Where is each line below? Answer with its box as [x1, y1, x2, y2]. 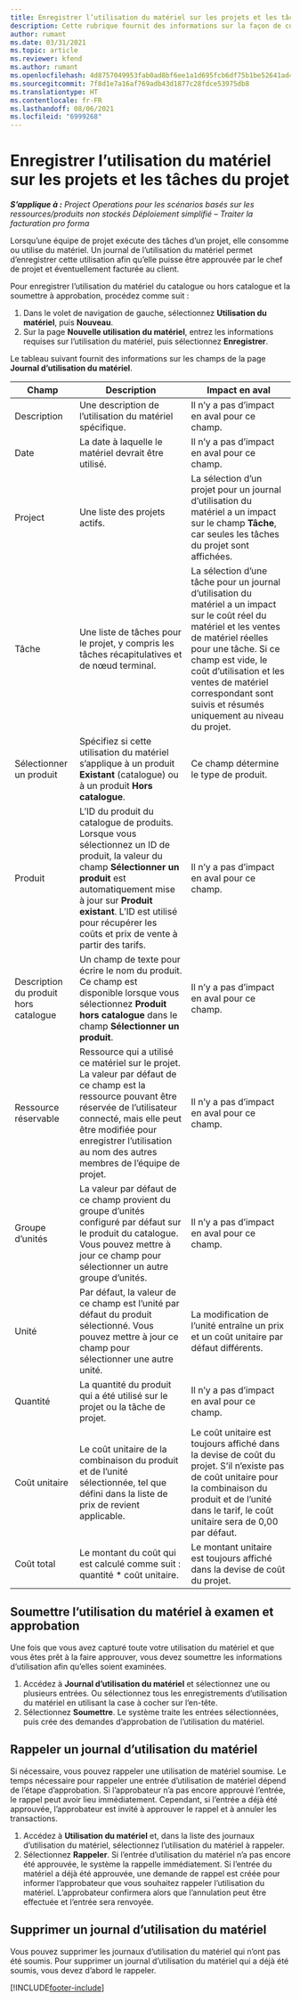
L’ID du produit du [79, 805, 154, 817]
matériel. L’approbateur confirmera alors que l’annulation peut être [22, 1887, 266, 1898]
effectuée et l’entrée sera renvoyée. [22, 1896, 154, 1907]
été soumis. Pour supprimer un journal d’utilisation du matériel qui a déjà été [10, 1956, 289, 1966]
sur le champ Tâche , [191, 517, 277, 530]
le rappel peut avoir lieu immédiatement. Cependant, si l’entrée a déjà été [10, 1794, 279, 1804]
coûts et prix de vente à [79, 928, 178, 940]
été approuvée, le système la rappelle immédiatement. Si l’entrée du [22, 1859, 272, 1869]
